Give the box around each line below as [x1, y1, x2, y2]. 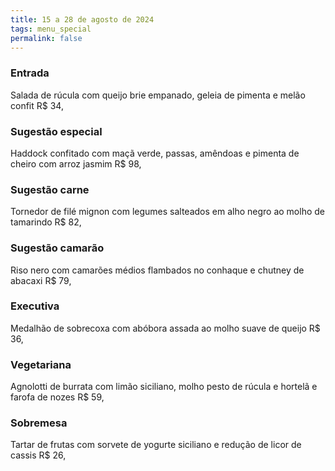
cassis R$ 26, [10, 449, 67, 461]
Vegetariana [10, 357, 72, 371]
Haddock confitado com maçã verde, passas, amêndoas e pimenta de [10, 147, 300, 159]
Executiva [10, 299, 60, 313]
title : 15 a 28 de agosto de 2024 [10, 14, 155, 25]
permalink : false [10, 33, 83, 43]
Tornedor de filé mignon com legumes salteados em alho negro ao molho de [10, 206, 325, 218]
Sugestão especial [10, 124, 103, 138]
